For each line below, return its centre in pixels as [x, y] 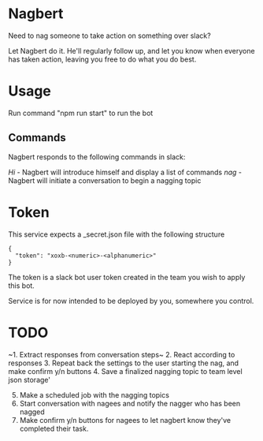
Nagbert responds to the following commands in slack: [97, 157]
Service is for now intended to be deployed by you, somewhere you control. [131, 301]
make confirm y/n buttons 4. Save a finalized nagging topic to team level [125, 371]
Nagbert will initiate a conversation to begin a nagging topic [105, 180]
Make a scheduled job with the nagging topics [94, 394]
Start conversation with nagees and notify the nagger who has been [130, 403]
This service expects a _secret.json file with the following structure [117, 234]
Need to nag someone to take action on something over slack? [109, 36]
